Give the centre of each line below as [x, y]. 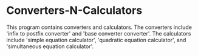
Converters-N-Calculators [74, 11]
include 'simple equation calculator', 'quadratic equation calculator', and [96, 40]
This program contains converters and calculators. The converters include [99, 27]
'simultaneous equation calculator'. [50, 46]
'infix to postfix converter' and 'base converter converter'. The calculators [99, 33]
